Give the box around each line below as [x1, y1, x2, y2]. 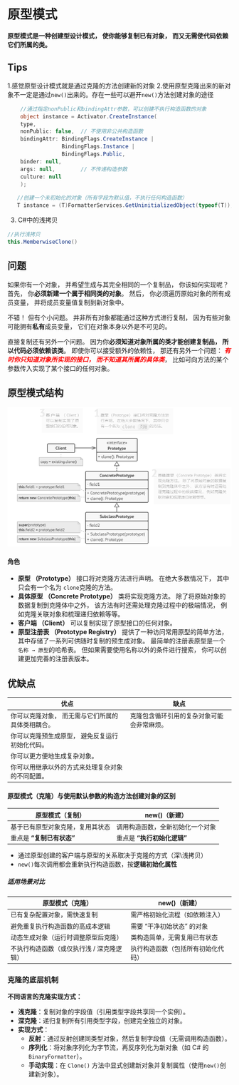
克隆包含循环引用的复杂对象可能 [129, 711, 224, 720]
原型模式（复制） [35, 810, 85, 819]
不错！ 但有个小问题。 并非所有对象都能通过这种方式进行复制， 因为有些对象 [7, 313, 231, 322]
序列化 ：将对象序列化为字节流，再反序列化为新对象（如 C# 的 [28, 1043, 209, 1051]
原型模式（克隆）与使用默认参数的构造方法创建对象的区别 [7, 791, 176, 800]
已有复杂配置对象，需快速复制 [10, 910, 98, 919]
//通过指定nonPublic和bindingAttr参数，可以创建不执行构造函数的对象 [20, 105, 207, 113]
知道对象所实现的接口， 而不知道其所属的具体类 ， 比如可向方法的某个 [26, 355, 229, 364]
